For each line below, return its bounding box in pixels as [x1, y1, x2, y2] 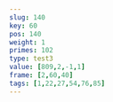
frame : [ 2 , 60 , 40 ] [9, 71, 74, 80]
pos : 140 [9, 29, 42, 38]
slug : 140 [9, 12, 46, 22]
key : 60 [9, 21, 38, 30]
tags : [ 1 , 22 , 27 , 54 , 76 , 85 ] [9, 79, 105, 88]
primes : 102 [9, 46, 53, 55]
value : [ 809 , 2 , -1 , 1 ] [9, 63, 86, 72]
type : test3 [9, 54, 53, 63]
